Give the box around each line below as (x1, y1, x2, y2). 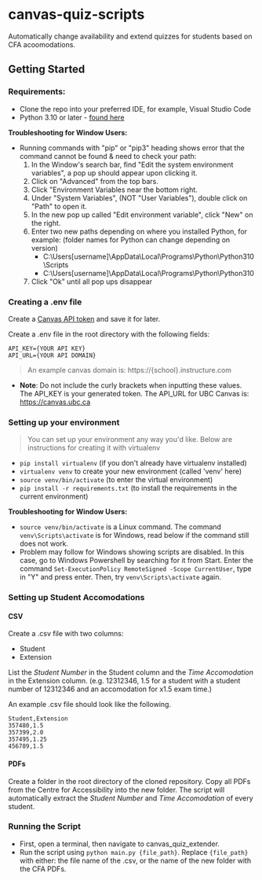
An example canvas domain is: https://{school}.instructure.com (27, 365, 232, 374)
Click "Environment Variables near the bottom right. (31, 185, 198, 194)
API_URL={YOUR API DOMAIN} (8, 352, 96, 359)
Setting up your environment (8, 417, 120, 428)
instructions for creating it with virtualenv (27, 443, 161, 453)
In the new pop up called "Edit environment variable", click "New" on (31, 210, 253, 219)
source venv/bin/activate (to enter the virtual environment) (19, 475, 213, 484)
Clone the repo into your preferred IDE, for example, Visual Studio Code (19, 104, 251, 113)
